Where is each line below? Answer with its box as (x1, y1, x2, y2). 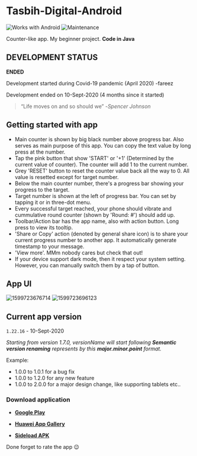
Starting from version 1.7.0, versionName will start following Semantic (6, 339, 176, 346)
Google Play (14, 409, 46, 416)
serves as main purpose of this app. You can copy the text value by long (14, 142, 191, 149)
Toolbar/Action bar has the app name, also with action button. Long (14, 218, 179, 225)
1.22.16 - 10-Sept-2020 (6, 327, 64, 334)
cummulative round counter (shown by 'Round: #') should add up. (14, 211, 176, 218)
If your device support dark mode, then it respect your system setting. (14, 255, 186, 262)
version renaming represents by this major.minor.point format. (6, 345, 162, 352)
